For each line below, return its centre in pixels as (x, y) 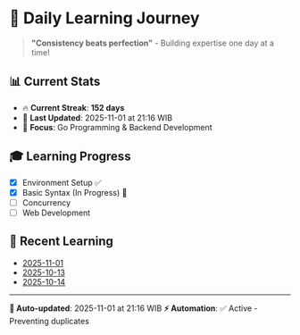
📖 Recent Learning (61, 242)
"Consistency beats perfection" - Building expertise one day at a (153, 43)
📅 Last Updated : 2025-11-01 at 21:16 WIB (97, 117)
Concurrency (46, 202)
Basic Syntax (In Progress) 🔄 (75, 192)
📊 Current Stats (55, 82)
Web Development (56, 213)
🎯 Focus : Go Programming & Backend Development (117, 127)
